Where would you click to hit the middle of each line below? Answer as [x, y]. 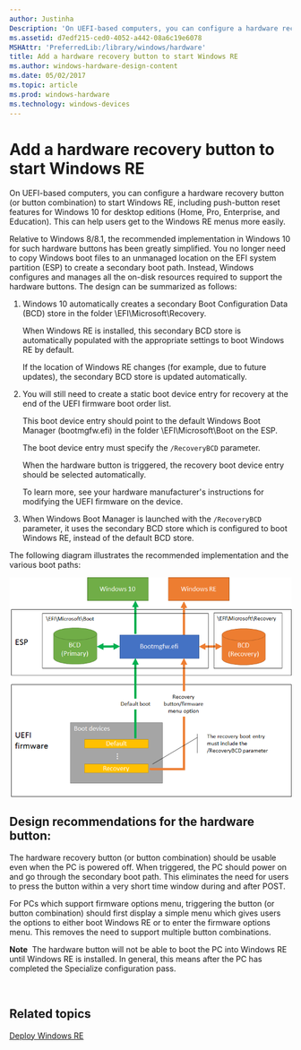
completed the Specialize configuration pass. [93, 968]
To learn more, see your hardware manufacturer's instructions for [143, 492]
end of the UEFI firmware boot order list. [97, 404]
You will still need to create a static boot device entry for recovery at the [155, 394]
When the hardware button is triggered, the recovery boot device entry [153, 465]
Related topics [50, 1014]
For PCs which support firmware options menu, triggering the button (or [142, 903]
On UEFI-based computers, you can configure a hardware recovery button [147, 194]
